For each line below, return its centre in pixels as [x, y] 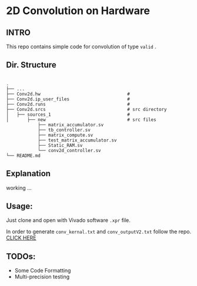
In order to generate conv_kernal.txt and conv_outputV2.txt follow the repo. [99, 232]
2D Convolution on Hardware [78, 11]
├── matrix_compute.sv [65, 135]
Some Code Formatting [43, 271]
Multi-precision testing [42, 277]
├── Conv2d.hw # [68, 94]
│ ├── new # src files [81, 120]
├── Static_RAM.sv [60, 145]
